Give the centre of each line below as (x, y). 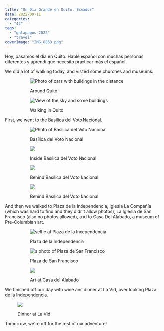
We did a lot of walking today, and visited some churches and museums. (79, 71)
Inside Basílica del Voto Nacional (63, 158)
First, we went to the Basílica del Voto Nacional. (54, 120)
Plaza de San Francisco (54, 261)
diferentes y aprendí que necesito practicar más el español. (66, 62)
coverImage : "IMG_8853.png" (34, 42)
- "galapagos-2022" (30, 33)
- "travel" (21, 38)
